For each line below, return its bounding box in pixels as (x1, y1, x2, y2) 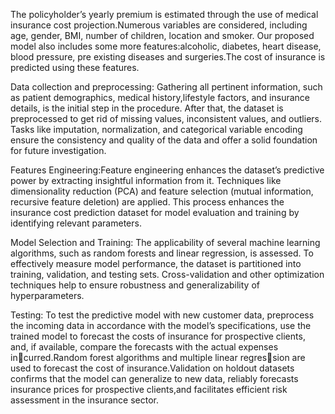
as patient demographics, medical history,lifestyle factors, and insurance (10, 92, 310, 103)
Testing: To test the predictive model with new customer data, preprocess (10, 309, 315, 321)
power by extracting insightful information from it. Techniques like (10, 175, 282, 186)
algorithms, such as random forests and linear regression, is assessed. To (10, 247, 314, 259)
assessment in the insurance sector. (10, 394, 160, 406)
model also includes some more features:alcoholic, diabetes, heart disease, (10, 40, 322, 52)
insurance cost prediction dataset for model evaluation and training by (10, 207, 300, 218)
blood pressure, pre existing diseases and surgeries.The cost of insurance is (10, 51, 326, 63)
